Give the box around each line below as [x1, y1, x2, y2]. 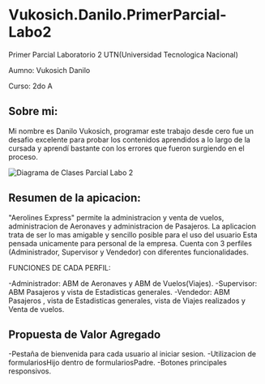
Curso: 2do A [8, 81, 53, 91]
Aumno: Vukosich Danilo [8, 65, 91, 75]
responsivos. [8, 366, 52, 376]
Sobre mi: [8, 105, 58, 118]
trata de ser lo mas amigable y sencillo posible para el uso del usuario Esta [8, 229, 258, 240]
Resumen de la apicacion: [8, 191, 142, 205]
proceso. [8, 151, 38, 161]
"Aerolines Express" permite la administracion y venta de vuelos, [8, 212, 224, 222]
